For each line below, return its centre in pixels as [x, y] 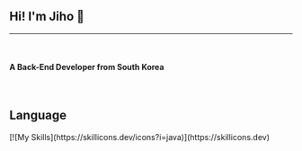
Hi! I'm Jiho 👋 [47, 17]
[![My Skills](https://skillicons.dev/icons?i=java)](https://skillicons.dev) [139, 137]
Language [38, 115]
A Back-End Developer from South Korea [87, 67]
